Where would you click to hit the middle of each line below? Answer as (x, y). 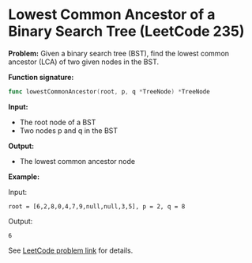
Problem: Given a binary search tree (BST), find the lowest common (119, 53)
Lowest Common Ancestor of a (112, 15)
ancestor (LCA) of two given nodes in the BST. (84, 62)
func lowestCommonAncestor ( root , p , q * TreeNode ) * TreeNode (109, 91)
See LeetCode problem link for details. (71, 250)
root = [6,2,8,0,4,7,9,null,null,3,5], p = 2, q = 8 (97, 206)
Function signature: (41, 77)
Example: (24, 177)
